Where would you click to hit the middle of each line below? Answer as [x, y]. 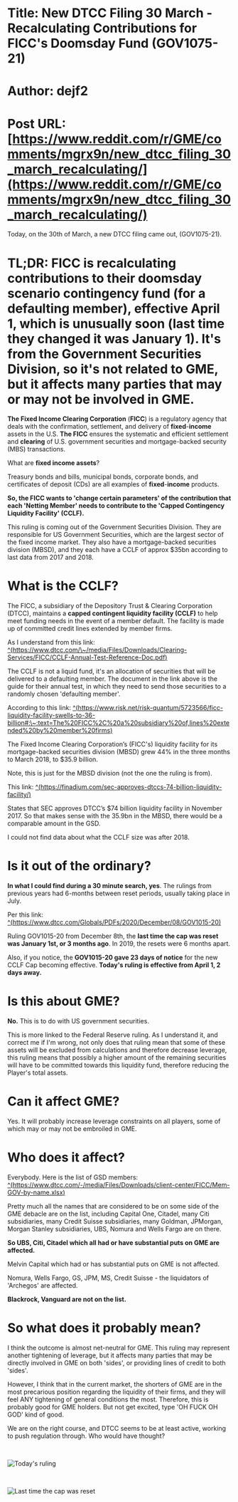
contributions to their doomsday [105, 278]
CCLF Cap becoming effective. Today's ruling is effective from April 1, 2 [114, 965]
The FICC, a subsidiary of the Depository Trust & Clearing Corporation [110, 606]
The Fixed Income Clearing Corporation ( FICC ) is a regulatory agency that [117, 419]
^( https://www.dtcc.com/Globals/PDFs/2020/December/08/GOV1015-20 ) [114, 922]
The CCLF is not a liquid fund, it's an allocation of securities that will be [111, 672]
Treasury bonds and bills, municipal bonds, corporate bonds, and [103, 477]
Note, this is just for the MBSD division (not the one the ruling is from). [110, 773]
